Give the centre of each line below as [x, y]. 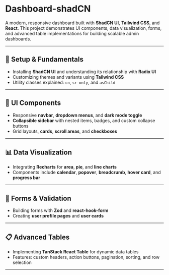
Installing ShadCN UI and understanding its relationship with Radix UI [84, 72]
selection [22, 262]
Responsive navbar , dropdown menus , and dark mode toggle [77, 115]
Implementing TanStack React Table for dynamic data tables [75, 252]
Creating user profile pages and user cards [58, 216]
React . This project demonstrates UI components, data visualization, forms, [83, 28]
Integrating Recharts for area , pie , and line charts [65, 167]
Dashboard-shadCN [48, 9]
